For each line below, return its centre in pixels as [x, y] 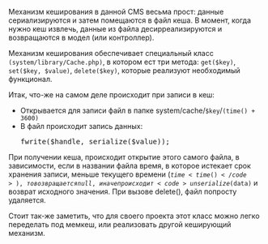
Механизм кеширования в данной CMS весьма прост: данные [116, 12]
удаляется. [27, 200]
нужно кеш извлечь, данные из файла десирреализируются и [115, 29]
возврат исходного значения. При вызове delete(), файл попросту [123, 191]
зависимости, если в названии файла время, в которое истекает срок [130, 166]
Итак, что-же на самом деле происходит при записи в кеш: [111, 95]
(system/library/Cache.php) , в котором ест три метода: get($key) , [122, 62]
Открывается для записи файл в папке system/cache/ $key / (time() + [138, 110]
